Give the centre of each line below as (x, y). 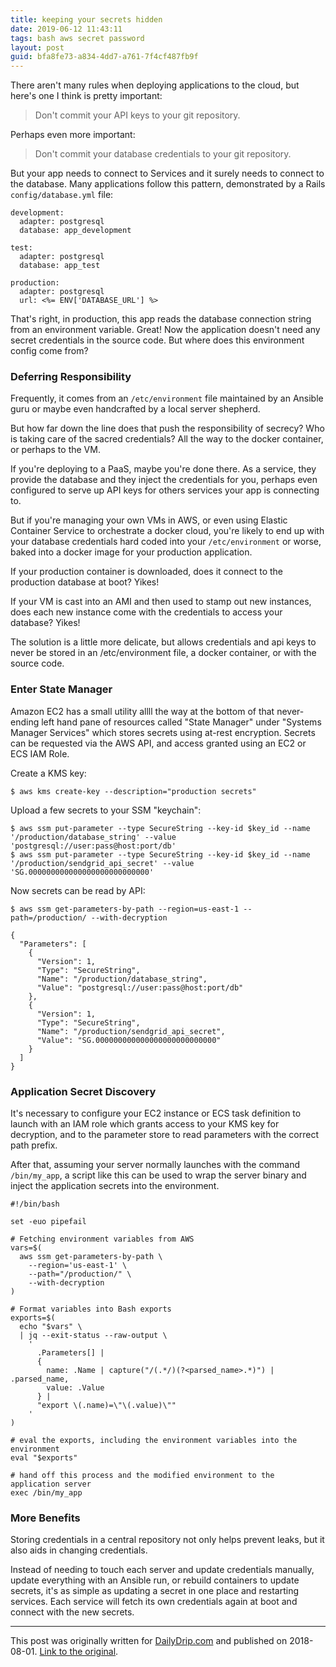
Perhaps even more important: (73, 135)
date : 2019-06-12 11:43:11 (66, 29)
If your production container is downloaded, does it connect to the (146, 572)
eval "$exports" (44, 1458)
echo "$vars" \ (51, 1327)
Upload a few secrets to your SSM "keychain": (106, 810)
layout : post (37, 47)
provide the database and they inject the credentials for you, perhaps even (164, 480)
